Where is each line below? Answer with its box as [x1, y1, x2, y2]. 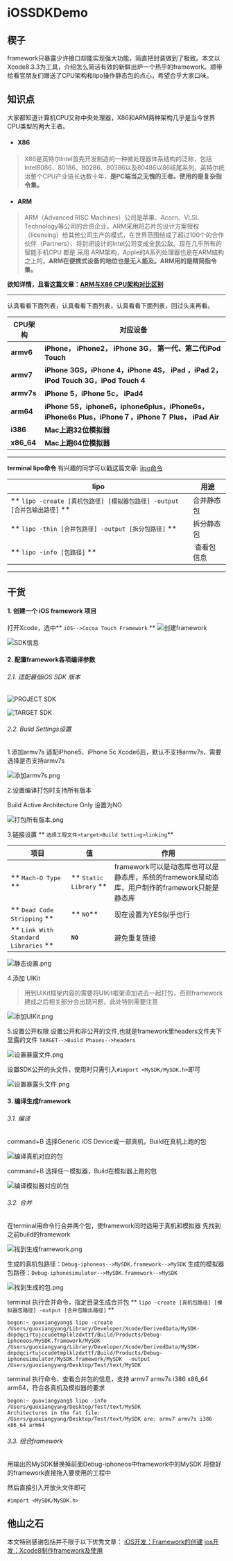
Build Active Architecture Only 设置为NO [7, 800, 123, 809]
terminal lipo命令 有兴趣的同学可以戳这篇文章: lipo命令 [7, 464, 163, 472]
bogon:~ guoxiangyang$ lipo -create [7, 1319, 113, 1326]
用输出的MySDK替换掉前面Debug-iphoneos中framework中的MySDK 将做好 [7, 1460, 222, 1469]
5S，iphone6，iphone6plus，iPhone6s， [69, 402, 209, 411]
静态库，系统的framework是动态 [114, 872, 220, 882]
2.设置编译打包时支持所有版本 [7, 786, 92, 794]
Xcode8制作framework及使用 [19, 1546, 103, 1554]
